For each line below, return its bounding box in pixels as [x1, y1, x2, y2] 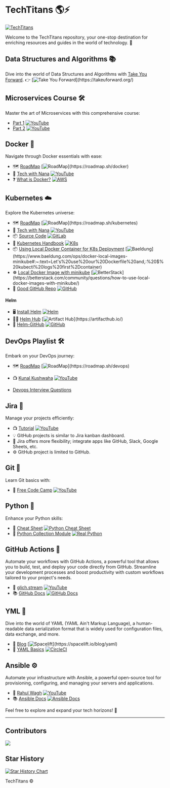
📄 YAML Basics [12, 646, 45, 652]
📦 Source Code [12, 233, 47, 239]
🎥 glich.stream [12, 584, 43, 590]
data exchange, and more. [5, 631, 60, 637]
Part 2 [12, 125, 26, 131]
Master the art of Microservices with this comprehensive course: [5, 110, 140, 116]
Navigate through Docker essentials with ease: [5, 153, 103, 159]
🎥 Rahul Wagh [12, 690, 42, 696]
